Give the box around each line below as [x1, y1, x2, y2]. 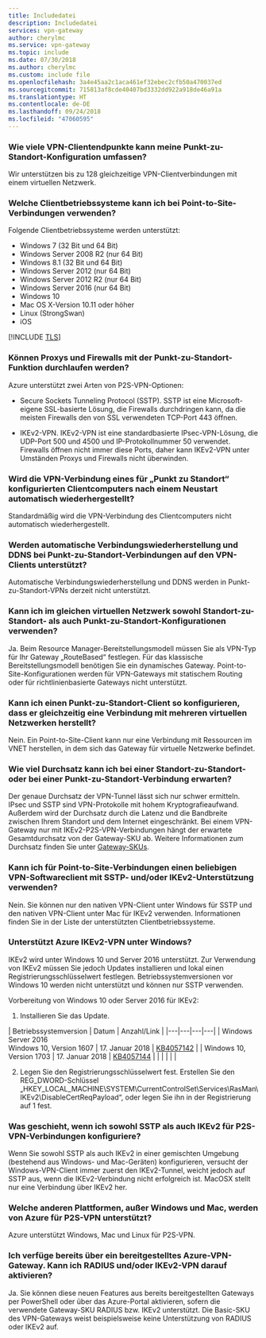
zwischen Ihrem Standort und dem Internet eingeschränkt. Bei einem [8, 816, 233, 827]
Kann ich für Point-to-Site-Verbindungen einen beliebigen [8, 862, 237, 873]
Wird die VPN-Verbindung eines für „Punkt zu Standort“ [8, 473, 229, 484]
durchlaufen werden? [44, 363, 129, 374]
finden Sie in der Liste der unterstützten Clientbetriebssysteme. [8, 917, 216, 926]
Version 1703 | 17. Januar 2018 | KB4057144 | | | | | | [8, 1051, 177, 1061]
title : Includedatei [8, 11, 77, 20]
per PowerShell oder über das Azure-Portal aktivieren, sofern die [8, 1297, 221, 1306]
